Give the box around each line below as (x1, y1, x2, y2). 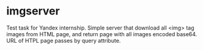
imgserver (6, 4, 60, 18)
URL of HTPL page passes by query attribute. (6, 37, 121, 44)
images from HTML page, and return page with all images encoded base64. (6, 30, 197, 37)
